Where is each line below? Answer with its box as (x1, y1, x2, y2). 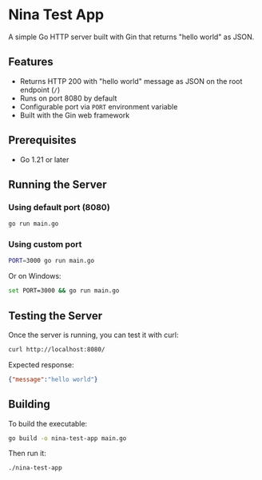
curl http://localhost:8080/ (8, 345, 105, 353)
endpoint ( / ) (19, 85, 61, 94)
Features (8, 55, 54, 69)
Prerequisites (8, 133, 77, 147)
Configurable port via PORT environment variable (19, 101, 178, 111)
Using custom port (8, 239, 82, 250)
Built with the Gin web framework (19, 110, 130, 120)
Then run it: (8, 449, 46, 458)
